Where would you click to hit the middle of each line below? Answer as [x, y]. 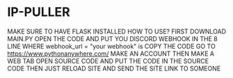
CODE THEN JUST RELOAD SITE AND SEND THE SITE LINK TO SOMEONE [114, 68]
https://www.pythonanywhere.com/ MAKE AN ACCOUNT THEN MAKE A [111, 54]
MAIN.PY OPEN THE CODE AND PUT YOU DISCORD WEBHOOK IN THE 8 [112, 38]
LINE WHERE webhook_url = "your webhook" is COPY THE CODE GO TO [111, 46]
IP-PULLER [39, 12]
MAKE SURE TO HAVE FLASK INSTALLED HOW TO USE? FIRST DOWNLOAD [116, 31]
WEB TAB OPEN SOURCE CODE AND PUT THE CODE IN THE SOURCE [108, 61]
